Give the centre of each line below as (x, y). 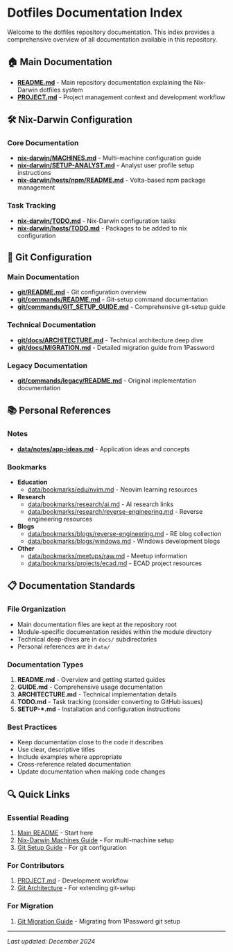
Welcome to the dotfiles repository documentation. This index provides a (111, 32)
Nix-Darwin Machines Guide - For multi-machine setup (96, 840)
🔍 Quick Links (39, 794)
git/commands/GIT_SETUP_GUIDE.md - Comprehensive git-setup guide (121, 307)
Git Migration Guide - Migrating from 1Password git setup (98, 921)
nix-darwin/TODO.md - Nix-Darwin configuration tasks (96, 221)
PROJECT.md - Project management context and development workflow (121, 97)
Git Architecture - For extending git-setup (76, 888)
